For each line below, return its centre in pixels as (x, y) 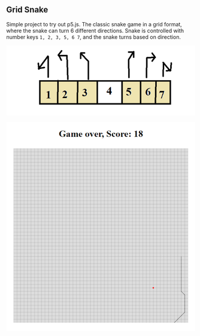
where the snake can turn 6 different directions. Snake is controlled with (95, 30)
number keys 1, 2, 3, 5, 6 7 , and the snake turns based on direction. (94, 37)
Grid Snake (27, 10)
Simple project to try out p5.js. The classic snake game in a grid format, (94, 24)
